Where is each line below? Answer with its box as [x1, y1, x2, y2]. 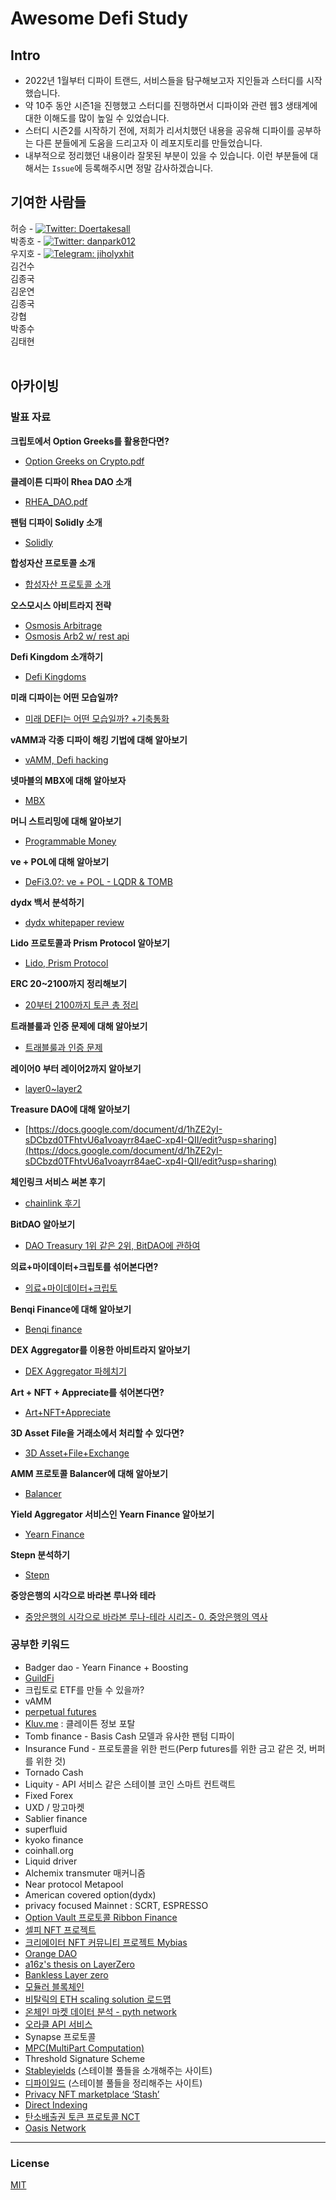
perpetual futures [24, 1705, 97, 1717]
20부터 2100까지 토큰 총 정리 [24, 998, 139, 1011]
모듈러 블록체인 [24, 1980, 85, 1992]
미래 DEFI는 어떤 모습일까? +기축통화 [24, 712, 170, 724]
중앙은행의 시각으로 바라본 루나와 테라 [10, 1589, 157, 1601]
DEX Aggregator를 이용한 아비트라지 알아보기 [10, 1343, 191, 1356]
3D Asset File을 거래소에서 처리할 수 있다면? [10, 1427, 185, 1439]
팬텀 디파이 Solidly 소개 [10, 516, 103, 528]
